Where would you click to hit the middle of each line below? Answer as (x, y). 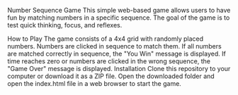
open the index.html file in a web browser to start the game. (95, 83)
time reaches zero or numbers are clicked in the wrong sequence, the (109, 61)
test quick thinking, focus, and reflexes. (65, 25)
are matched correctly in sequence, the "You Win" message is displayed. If (117, 53)
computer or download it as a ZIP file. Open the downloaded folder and (111, 76)
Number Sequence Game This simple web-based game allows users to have (119, 10)
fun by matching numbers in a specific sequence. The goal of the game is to (119, 18)
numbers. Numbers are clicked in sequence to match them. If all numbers (114, 46)
